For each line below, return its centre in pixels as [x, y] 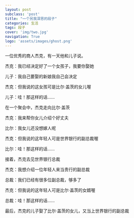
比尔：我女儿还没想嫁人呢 [30, 128]
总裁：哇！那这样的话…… [30, 200]
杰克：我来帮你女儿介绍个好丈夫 [37, 118]
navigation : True [22, 37]
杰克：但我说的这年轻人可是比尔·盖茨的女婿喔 [50, 190]
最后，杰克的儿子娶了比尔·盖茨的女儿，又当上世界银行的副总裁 [67, 211]
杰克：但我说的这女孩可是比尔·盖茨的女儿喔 [48, 87]
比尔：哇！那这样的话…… [30, 148]
